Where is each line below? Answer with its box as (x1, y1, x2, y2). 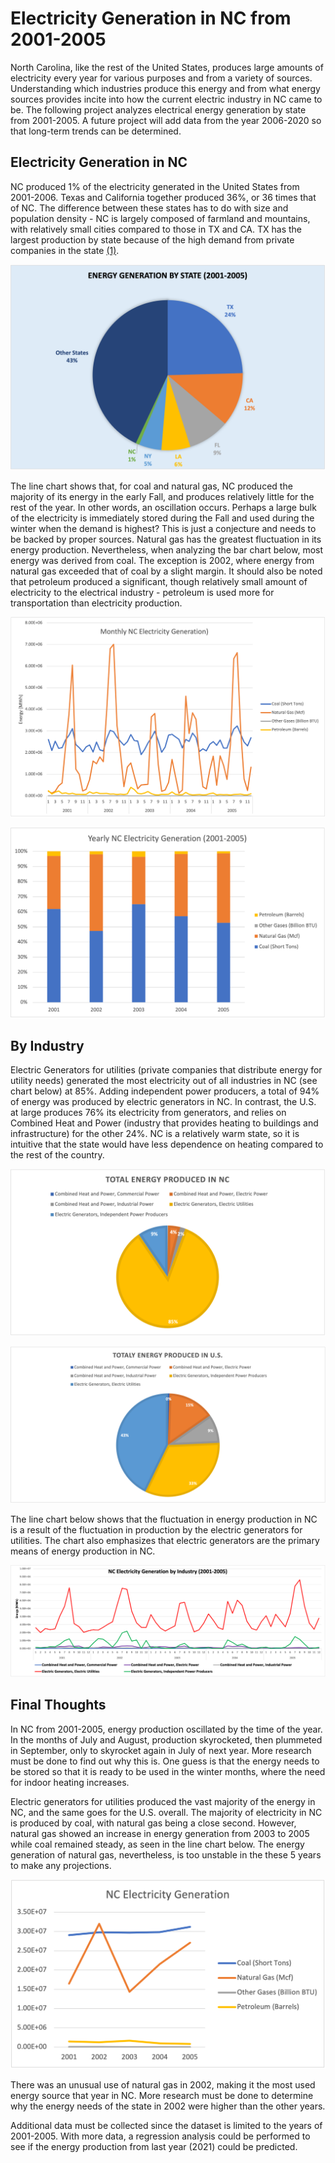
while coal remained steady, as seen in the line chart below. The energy (10, 1838, 305, 1850)
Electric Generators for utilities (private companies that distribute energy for (10, 1064, 323, 1076)
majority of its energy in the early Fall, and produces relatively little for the (10, 490, 315, 502)
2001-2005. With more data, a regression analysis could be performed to (10, 2130, 311, 2142)
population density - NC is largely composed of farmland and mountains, (10, 212, 311, 224)
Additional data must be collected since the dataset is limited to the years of (10, 2120, 323, 2132)
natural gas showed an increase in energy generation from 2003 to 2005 (10, 1827, 310, 1839)
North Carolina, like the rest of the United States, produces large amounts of (10, 61, 324, 73)
